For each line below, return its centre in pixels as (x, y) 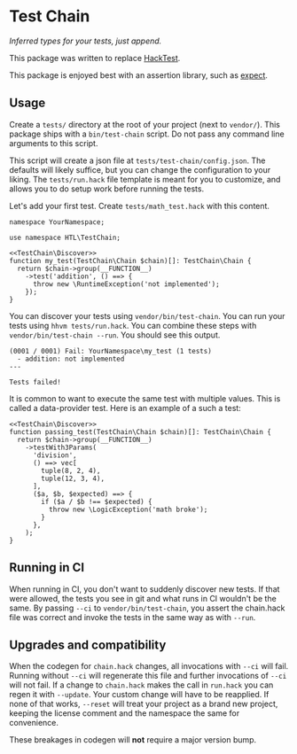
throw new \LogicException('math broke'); (128, 509)
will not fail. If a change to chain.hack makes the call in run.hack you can (141, 685)
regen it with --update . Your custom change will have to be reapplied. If (139, 695)
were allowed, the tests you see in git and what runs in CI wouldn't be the (143, 598)
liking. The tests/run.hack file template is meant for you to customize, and (145, 179)
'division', (55, 455)
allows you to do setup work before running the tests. (107, 189)
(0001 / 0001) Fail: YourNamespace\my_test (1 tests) (111, 351)
